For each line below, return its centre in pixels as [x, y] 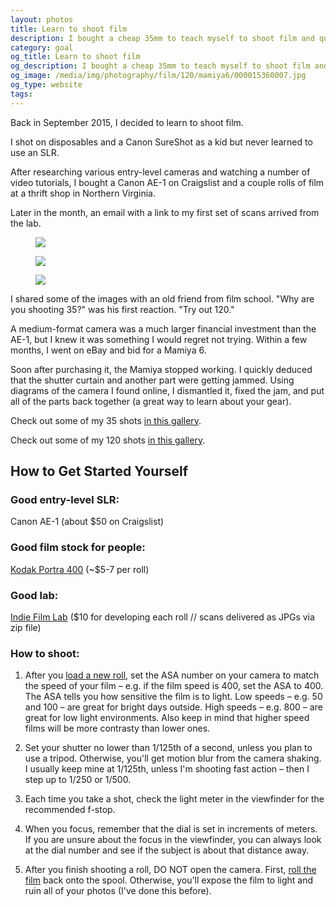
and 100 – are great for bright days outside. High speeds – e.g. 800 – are [173, 707]
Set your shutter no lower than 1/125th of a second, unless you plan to [168, 748]
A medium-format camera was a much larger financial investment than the [163, 328]
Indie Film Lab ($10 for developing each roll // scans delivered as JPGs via [162, 617]
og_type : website [46, 85]
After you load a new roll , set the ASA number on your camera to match [172, 675]
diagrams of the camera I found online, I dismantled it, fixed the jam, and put [167, 390]
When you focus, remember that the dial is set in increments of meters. [171, 829]
